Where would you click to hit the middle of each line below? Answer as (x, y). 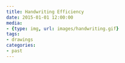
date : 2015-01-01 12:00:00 (40, 17)
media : (14, 23)
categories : (21, 46)
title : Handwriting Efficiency (45, 12)
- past (14, 51)
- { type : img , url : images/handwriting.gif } (62, 28)
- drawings (20, 40)
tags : (13, 34)
